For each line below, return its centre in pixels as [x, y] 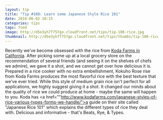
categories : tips [23, 23]
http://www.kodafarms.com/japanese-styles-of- [109, 97]
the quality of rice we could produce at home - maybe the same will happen [81, 92]
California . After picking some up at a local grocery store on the [68, 55]
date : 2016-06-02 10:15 [29, 18]
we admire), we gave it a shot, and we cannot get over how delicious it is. [78, 66]
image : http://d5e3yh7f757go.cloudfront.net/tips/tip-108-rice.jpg [75, 32]
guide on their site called [114, 102]
